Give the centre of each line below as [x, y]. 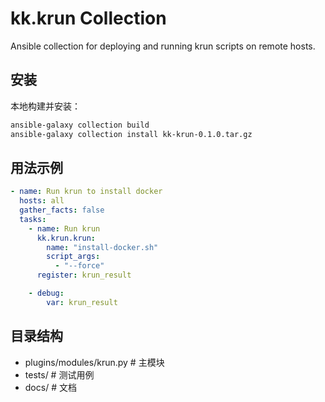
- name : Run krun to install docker [86, 192]
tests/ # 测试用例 [59, 374]
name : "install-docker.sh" [102, 247]
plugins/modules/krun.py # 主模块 [94, 362]
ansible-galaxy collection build [80, 125]
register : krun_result [84, 275]
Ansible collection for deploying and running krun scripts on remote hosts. [163, 46]
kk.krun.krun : [66, 238]
